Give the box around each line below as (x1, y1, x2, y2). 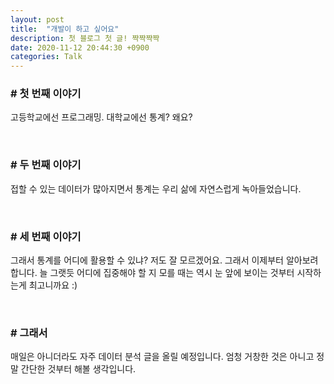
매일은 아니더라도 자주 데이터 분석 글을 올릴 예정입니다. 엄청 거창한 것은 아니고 (10, 351, 315, 363)
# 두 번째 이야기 (10, 158, 82, 172)
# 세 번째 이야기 (10, 229, 82, 243)
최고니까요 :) (28, 279, 78, 291)
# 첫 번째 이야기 (10, 87, 82, 101)
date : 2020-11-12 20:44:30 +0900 (10, 42, 150, 53)
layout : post (10, 14, 65, 25)
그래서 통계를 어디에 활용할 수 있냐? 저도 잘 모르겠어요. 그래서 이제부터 (10, 254, 284, 266)
